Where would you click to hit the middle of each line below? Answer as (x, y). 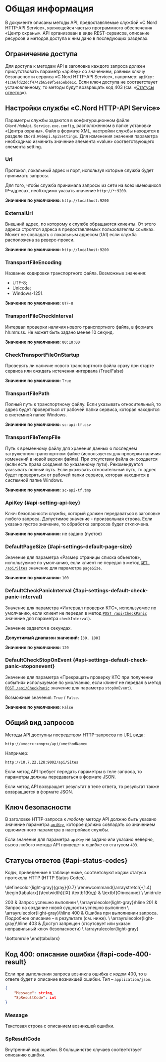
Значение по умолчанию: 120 (37, 647)
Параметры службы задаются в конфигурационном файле (67, 120)
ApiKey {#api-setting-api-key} (43, 503)
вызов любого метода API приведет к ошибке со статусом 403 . (72, 845)
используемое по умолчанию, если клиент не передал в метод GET (76, 563)
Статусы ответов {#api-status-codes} (66, 861)
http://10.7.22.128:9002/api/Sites (42, 762)
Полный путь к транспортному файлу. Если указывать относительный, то (83, 404)
